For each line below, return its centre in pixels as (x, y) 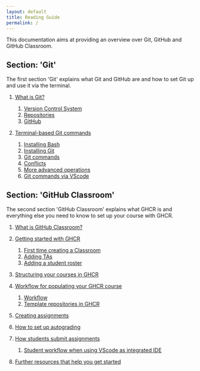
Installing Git (39, 151)
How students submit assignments (57, 338)
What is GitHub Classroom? (49, 227)
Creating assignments (42, 316)
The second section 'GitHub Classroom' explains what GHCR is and (89, 209)
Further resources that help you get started (68, 362)
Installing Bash (42, 144)
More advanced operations (57, 170)
